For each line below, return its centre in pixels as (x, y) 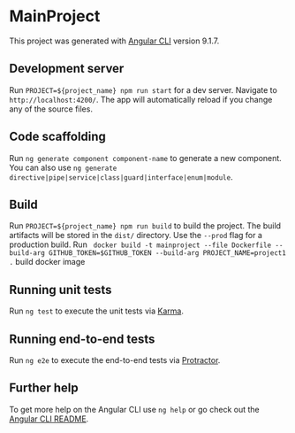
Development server (67, 69)
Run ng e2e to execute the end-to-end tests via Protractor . (115, 360)
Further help (44, 388)
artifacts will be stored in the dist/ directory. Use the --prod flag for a (136, 236)
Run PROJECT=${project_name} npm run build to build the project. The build (145, 226)
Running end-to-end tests (82, 339)
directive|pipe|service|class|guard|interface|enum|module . (121, 177)
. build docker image (47, 262)
